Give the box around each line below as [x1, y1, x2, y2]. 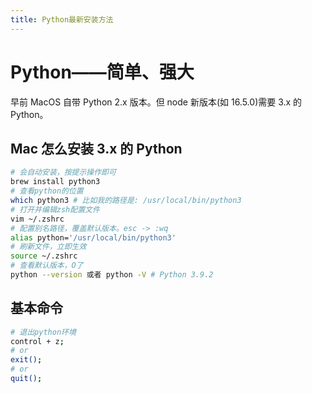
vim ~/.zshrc [10, 214, 65, 224]
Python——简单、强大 [10, 61, 195, 83]
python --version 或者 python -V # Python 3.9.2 [10, 270, 214, 280]
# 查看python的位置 [10, 186, 84, 196]
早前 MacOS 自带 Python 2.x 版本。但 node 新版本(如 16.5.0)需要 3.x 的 [10, 96, 303, 108]
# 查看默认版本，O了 [10, 261, 84, 271]
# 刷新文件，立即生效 [10, 242, 87, 252]
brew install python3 [10, 177, 101, 187]
